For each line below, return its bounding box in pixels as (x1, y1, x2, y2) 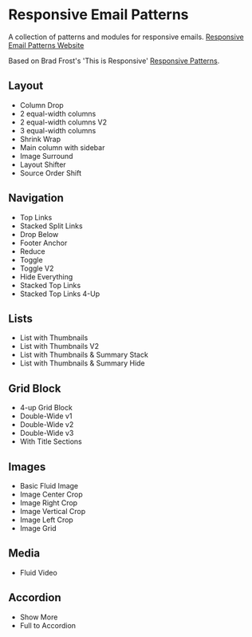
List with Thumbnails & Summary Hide (19, 358, 145, 368)
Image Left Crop (19, 515, 73, 524)
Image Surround (19, 151, 73, 160)
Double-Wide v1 (19, 411, 73, 421)
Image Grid (19, 524, 57, 532)
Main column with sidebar (19, 142, 105, 152)
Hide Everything (19, 271, 73, 281)
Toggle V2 (19, 263, 54, 273)
